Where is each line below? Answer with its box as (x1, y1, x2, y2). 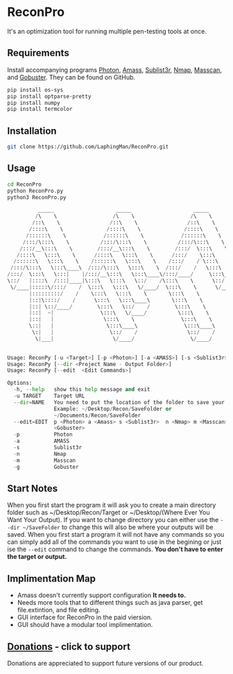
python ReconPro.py (7, 187, 64, 194)
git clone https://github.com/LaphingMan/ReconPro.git (7, 144, 169, 150)
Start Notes (7, 483, 58, 494)
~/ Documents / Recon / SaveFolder (53, 412, 141, 419)
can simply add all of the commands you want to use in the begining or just (7, 538, 222, 546)
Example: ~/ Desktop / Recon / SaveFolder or (53, 405, 172, 413)
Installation (7, 125, 57, 137)
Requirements (7, 47, 69, 59)
